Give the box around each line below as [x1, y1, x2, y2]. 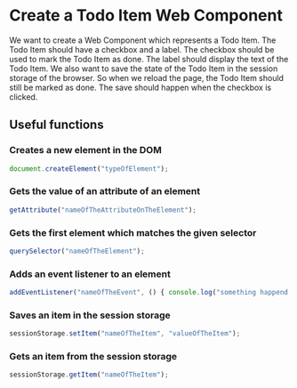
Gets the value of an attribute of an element [9, 185, 201, 198]
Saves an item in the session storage [9, 309, 171, 321]
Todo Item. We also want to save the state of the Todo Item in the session [9, 63, 278, 74]
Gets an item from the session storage [9, 351, 178, 363]
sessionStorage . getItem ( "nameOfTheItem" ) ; [9, 370, 169, 379]
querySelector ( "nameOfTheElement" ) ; [9, 247, 145, 255]
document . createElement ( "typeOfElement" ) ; [9, 164, 169, 174]
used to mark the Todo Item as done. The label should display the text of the [9, 53, 289, 64]
